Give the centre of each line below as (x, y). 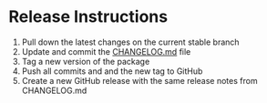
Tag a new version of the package (86, 61)
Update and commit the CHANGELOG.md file (106, 51)
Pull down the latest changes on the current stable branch (130, 42)
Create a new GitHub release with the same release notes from (139, 80)
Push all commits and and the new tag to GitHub (112, 71)
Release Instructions (88, 17)
